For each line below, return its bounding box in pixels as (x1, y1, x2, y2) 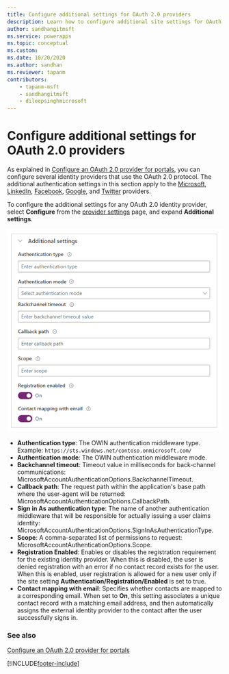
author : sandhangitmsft (7, 25, 75, 32)
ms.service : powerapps (7, 33, 72, 40)
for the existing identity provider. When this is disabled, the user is (16, 555, 204, 563)
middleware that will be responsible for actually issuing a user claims (16, 511, 211, 520)
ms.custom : (7, 47, 38, 54)
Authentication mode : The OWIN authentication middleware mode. (16, 453, 207, 462)
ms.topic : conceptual (7, 40, 69, 47)
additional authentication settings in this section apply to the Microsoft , (7, 180, 207, 188)
